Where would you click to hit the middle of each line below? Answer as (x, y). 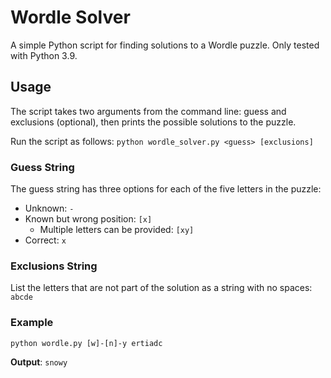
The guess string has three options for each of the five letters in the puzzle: (166, 189)
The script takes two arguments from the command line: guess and (148, 111)
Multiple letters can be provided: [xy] (117, 230)
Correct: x (45, 240)
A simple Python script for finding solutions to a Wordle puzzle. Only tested (165, 45)
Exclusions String (54, 266)
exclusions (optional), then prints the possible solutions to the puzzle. (153, 122)
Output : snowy (39, 362)
